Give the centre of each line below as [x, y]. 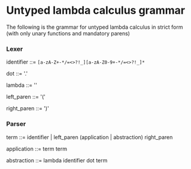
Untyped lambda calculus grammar [96, 10]
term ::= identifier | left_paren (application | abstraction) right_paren [90, 137]
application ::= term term [37, 149]
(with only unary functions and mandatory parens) [68, 33]
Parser [16, 124]
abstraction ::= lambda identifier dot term [57, 160]
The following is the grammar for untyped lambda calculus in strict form [95, 27]
